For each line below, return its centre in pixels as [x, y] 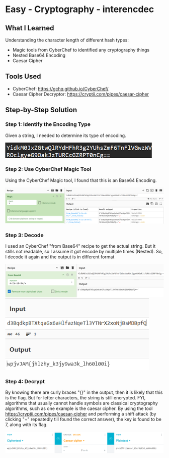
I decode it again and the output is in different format [60, 257]
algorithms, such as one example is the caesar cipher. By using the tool [79, 408]
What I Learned [30, 28]
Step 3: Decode [24, 235]
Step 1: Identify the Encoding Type [48, 124]
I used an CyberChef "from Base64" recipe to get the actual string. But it [80, 246]
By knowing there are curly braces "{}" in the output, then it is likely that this [84, 392]
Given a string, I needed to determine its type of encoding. [66, 135]
